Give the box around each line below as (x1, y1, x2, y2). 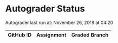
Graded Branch (71, 31, 109, 38)
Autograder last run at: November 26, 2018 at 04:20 (5, 19, 113, 25)
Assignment (36, 31, 67, 38)
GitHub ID (8, 31, 32, 38)
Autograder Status (5, 3, 85, 14)
